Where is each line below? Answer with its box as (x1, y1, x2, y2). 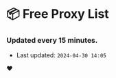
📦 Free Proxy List (6, 6, 109, 22)
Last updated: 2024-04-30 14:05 (16, 51, 107, 59)
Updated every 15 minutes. (6, 36, 98, 46)
